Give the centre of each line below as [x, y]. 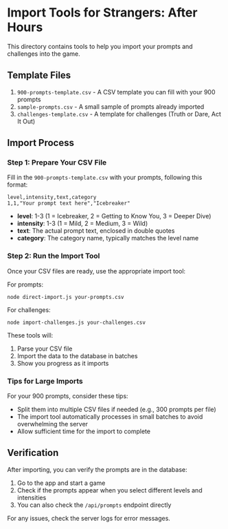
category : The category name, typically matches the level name [108, 238]
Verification [33, 453]
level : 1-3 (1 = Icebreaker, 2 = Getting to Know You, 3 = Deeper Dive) [114, 216]
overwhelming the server [52, 424]
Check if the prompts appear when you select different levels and [110, 490]
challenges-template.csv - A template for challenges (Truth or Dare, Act [119, 114]
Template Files [39, 75]
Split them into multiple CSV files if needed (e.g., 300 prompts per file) [116, 409]
